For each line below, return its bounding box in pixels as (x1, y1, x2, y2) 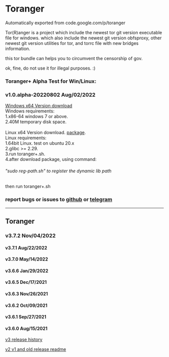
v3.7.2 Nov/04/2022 (5, 232, 56, 239)
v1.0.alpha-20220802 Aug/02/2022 (5, 91, 96, 98)
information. (5, 45, 31, 51)
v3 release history (5, 336, 43, 343)
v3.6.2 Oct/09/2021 (5, 302, 48, 308)
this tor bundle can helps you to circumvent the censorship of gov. (5, 55, 143, 61)
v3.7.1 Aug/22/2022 (5, 245, 48, 251)
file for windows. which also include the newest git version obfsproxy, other (5, 35, 162, 41)
